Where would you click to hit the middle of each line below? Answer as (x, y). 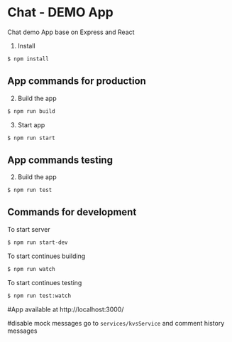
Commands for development (72, 212)
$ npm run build (31, 111)
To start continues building (46, 256)
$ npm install (28, 59)
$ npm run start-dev (38, 242)
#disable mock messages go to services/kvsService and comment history (116, 323)
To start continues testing (45, 282)
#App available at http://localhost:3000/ (66, 309)
